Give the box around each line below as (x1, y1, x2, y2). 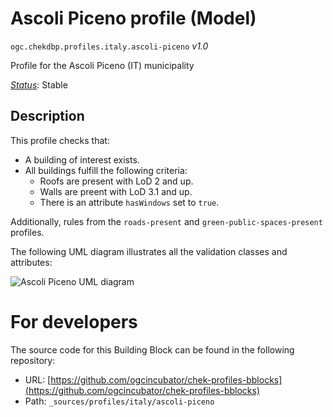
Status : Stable (10, 78, 68, 91)
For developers (10, 310, 138, 333)
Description (10, 108, 85, 125)
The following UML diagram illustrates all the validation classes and (10, 245, 288, 257)
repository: (10, 354, 56, 366)
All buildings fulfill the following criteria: (24, 164, 188, 176)
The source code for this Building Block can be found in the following (10, 343, 295, 356)
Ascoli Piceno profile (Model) (10, 7, 257, 30)
